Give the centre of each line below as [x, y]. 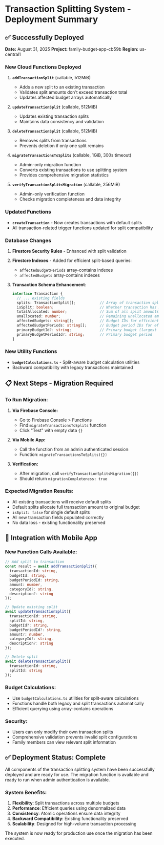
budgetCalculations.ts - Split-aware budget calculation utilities [76, 362]
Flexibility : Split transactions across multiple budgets [66, 803]
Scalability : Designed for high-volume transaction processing [74, 824]
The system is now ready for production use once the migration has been [79, 833]
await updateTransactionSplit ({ [38, 612]
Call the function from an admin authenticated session [74, 449]
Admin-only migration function [50, 165]
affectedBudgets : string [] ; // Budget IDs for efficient [88, 321]
